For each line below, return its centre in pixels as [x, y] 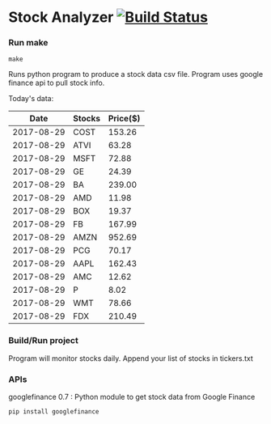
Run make [28, 43]
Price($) [124, 119]
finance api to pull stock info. [57, 83]
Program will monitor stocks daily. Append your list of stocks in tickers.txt [131, 358]
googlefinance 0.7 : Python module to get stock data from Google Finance [132, 397]
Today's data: [31, 99]
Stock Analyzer [61, 17]
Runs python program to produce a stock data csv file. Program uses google [136, 74]
